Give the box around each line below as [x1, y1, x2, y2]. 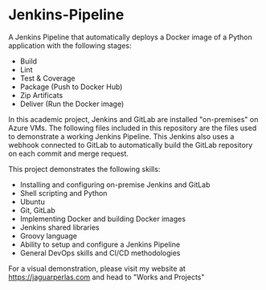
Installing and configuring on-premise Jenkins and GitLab [19, 179, 211, 190]
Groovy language [19, 231, 78, 240]
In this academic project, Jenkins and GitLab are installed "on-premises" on [8, 114, 259, 124]
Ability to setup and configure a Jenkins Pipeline [19, 239, 181, 249]
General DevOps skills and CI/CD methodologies [19, 247, 181, 258]
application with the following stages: [8, 40, 132, 50]
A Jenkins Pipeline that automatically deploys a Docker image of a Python [8, 32, 252, 42]
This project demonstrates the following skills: [8, 164, 161, 174]
